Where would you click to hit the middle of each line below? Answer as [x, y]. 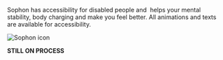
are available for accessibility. [49, 24]
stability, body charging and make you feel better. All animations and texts [112, 17]
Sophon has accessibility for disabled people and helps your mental [104, 10]
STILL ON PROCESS [36, 51]
